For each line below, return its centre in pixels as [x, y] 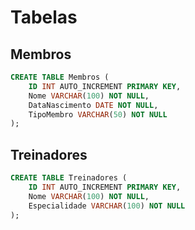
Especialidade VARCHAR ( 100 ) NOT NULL [107, 206]
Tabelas [44, 17]
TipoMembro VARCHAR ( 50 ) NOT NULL [98, 114]
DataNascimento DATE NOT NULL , [93, 105]
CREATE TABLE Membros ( [60, 77]
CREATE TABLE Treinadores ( [69, 178]
